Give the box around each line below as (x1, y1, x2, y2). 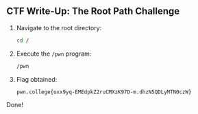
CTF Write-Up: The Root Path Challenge (6, 5, 180, 17)
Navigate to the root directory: (16, 23, 102, 32)
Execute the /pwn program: (16, 49, 92, 58)
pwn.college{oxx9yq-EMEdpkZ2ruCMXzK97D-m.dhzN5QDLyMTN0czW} (16, 89, 192, 95)
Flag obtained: (16, 75, 58, 83)
